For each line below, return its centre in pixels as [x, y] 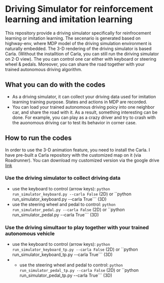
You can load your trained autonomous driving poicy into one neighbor [83, 107]
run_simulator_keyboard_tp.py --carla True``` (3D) [62, 255]
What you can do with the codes [55, 85]
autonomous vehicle [30, 234]
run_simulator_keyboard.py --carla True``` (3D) [59, 199]
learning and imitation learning [69, 19]
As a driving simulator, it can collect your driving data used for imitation [84, 96]
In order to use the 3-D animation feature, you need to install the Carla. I [78, 150]
